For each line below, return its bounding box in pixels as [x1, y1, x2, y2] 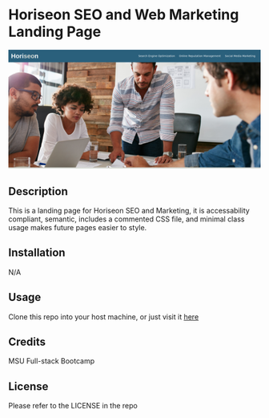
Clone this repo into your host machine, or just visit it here [8, 311, 199, 322]
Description [8, 185, 68, 198]
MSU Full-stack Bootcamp [8, 356, 95, 366]
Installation [8, 246, 66, 260]
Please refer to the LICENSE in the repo [8, 401, 138, 411]
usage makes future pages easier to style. [8, 222, 147, 232]
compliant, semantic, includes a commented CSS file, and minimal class [8, 214, 245, 224]
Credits [8, 335, 46, 348]
